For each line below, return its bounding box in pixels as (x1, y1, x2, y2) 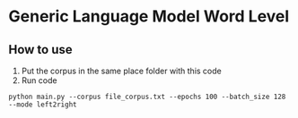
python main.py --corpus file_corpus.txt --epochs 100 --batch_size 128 (8, 92, 286, 101)
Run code (21, 75, 57, 86)
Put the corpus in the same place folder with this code (21, 65, 222, 76)
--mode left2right (8, 100, 77, 109)
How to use (8, 42, 73, 57)
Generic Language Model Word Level (8, 6, 290, 27)
